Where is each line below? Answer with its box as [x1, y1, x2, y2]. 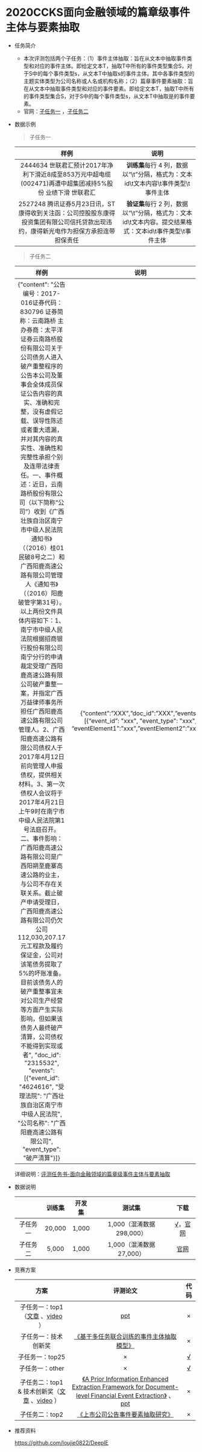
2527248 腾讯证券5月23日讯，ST [18, 199, 116, 208]
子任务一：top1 [19, 1302, 64, 1311]
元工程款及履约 [20, 942, 63, 950]
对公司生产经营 [20, 996, 63, 1005]
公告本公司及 [20, 371, 57, 379]
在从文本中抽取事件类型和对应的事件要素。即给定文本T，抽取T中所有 [23, 85, 194, 92]
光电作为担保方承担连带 [48, 226, 115, 235]
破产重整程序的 [20, 361, 63, 370]
